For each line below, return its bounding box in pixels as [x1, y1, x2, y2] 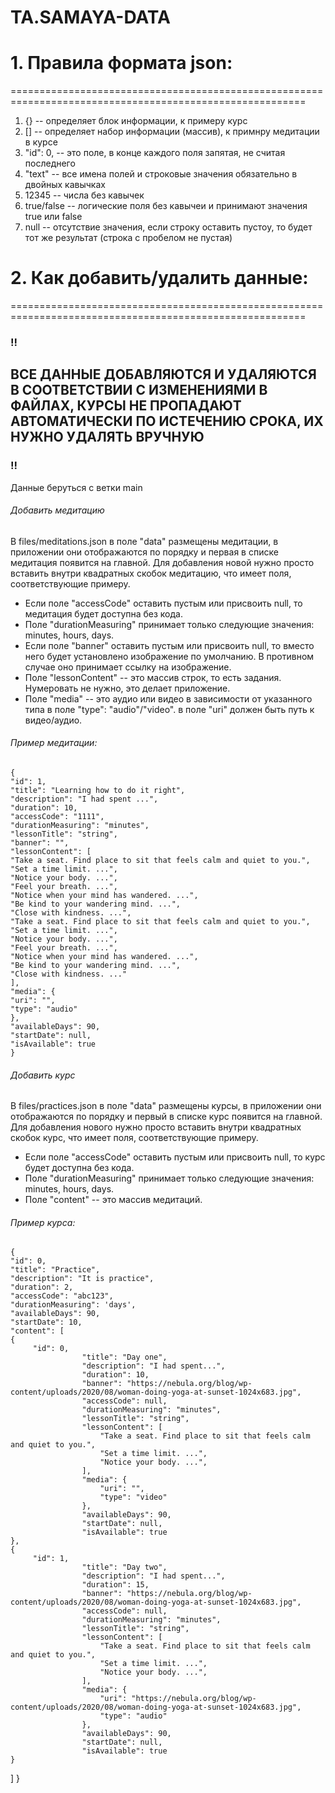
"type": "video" [99, 1492, 168, 1503]
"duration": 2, [10, 1282, 74, 1293]
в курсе [24, 136, 58, 148]
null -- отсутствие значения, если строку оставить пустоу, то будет [24, 221, 313, 233]
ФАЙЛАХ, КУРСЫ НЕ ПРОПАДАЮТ [10, 397, 242, 415]
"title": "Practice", [10, 1265, 101, 1275]
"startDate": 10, [10, 1317, 83, 1328]
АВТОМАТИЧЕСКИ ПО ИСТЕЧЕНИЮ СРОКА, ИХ [10, 413, 324, 430]
